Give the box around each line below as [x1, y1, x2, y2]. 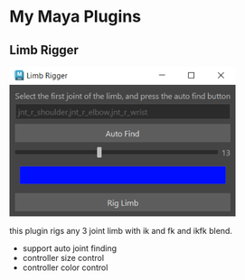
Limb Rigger [9, 42, 80, 58]
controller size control [22, 253, 105, 264]
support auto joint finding [22, 243, 118, 254]
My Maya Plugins [9, 6, 142, 27]
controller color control [22, 262, 108, 273]
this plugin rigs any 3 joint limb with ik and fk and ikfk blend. [9, 226, 233, 237]
